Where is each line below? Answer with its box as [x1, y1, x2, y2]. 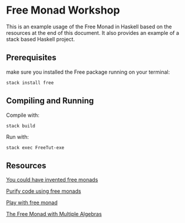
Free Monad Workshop [6, 4, 120, 17]
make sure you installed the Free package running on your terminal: [6, 68, 170, 76]
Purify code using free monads [6, 188, 81, 195]
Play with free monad [6, 199, 58, 206]
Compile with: [6, 112, 40, 119]
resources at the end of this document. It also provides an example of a [6, 29, 180, 36]
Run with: [6, 133, 29, 140]
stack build [6, 123, 35, 129]
